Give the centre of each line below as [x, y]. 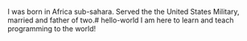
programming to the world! [52, 29]
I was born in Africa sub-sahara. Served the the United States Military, [123, 12]
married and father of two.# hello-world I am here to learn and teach [121, 20]
